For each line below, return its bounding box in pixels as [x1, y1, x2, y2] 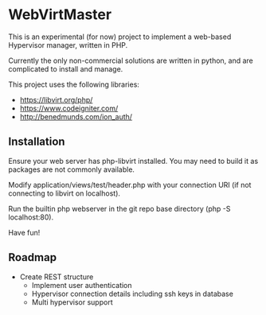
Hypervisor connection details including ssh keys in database [31, 289, 233, 298]
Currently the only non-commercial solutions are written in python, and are [8, 56, 253, 65]
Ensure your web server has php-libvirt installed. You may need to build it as [8, 156, 259, 165]
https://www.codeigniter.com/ [19, 103, 119, 113]
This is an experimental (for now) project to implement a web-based [8, 32, 232, 41]
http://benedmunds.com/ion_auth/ [19, 111, 133, 121]
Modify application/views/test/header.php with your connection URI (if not [8, 180, 252, 189]
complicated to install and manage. [8, 64, 123, 73]
